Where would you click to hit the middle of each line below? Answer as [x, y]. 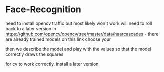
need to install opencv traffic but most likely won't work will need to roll [79, 23]
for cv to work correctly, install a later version [52, 64]
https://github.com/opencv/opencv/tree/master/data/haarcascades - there [82, 34]
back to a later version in [31, 28]
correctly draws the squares [34, 54]
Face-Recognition [43, 9]
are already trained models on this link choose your [58, 39]
